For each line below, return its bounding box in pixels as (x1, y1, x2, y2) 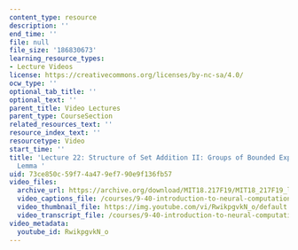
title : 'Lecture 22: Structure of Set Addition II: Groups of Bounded (9, 152, 276, 162)
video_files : (9, 178, 58, 187)
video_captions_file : (17, 194, 98, 204)
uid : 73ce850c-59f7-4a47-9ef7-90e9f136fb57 (9, 169, 173, 178)
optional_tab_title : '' (9, 87, 98, 96)
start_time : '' (9, 145, 66, 153)
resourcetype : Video (9, 137, 86, 145)
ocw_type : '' (9, 79, 58, 88)
